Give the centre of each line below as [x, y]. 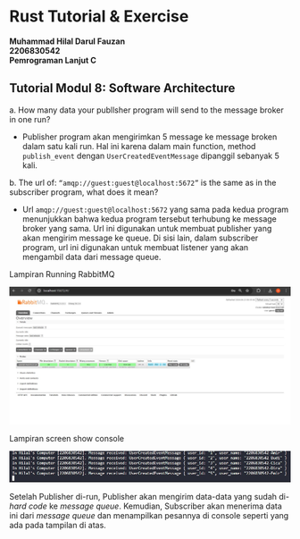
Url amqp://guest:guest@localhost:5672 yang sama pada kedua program [155, 209]
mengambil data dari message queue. [92, 257]
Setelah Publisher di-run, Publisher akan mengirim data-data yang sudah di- [150, 496]
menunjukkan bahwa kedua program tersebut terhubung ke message [149, 219]
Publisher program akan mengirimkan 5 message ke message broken [150, 137]
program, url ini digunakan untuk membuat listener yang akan [135, 247]
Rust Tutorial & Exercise [99, 17]
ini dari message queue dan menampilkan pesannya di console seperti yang [149, 515]
